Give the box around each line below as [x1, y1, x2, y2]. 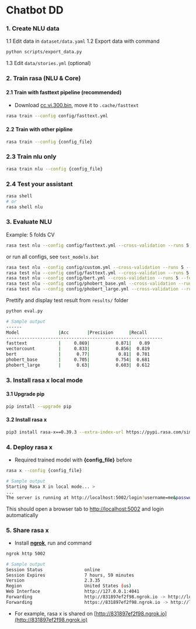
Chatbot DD [6, 4, 64, 17]
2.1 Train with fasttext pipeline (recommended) [6, 88, 122, 95]
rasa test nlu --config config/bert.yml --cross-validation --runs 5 [6, 275, 179, 281]
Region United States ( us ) [6, 583, 132, 589]
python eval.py [6, 308, 43, 314]
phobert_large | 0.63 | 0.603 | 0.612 [6, 362, 150, 368]
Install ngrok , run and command [14, 539, 92, 546]
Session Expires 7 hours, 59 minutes [6, 572, 134, 578]
